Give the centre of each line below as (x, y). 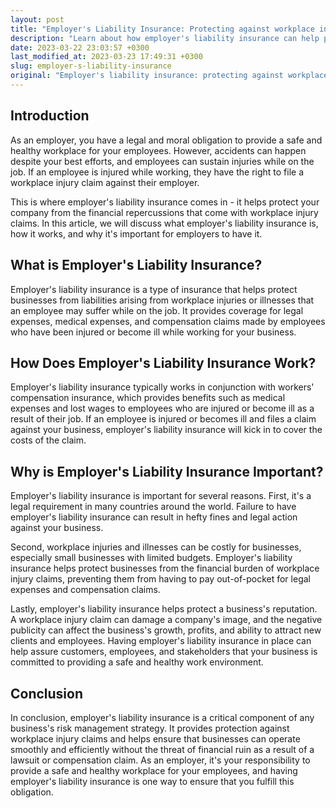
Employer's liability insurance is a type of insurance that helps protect (154, 289)
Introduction (50, 116)
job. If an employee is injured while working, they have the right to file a (157, 172)
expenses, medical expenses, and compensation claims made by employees (168, 321)
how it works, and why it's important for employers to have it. (136, 233)
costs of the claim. (48, 440)
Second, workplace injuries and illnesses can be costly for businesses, (156, 547)
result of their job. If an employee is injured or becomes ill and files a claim (163, 419)
